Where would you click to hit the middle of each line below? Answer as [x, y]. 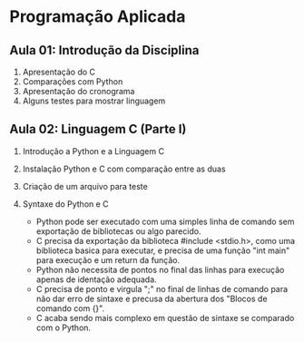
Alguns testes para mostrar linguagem [94, 101]
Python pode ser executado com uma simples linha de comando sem [165, 221]
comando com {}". [70, 308]
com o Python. [64, 327]
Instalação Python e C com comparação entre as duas [124, 169]
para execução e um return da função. [108, 259]
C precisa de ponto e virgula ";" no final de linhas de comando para [162, 288]
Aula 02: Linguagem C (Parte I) [98, 129]
